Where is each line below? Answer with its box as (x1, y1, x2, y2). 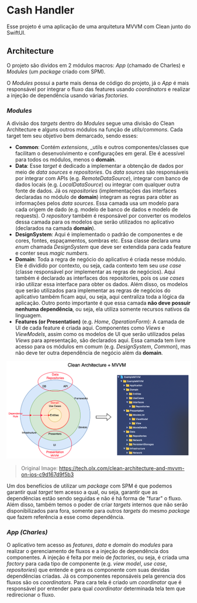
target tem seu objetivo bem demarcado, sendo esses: (6, 133, 138, 140)
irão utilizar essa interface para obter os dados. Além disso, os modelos (15, 281, 188, 288)
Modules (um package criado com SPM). (6, 68, 106, 75)
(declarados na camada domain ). (15, 225, 96, 232)
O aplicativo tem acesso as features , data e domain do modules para (6, 541, 173, 548)
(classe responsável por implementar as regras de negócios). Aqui (15, 268, 175, 276)
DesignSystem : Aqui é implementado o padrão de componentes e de (15, 231, 183, 238)
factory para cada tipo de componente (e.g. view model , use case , (6, 560, 167, 567)
